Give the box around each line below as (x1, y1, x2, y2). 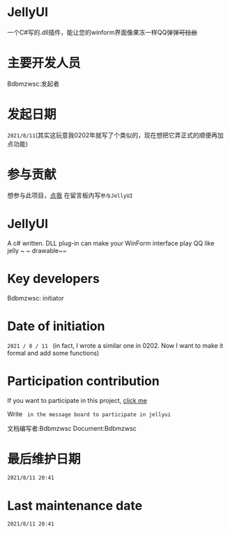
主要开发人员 (7, 55, 82, 71)
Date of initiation (7, 318, 105, 334)
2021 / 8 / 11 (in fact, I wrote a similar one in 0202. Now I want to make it (7, 341, 224, 349)
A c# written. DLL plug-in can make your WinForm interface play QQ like (7, 238, 215, 247)
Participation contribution (7, 373, 160, 389)
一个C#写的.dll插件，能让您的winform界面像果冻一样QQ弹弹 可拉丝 (7, 28, 197, 36)
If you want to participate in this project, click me (7, 396, 148, 404)
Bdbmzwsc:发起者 (7, 79, 60, 88)
